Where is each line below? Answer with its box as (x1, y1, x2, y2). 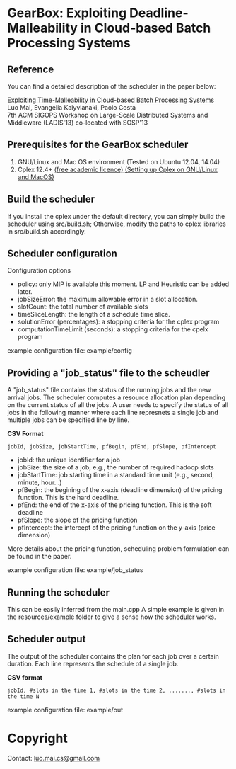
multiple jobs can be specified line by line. (7, 416, 129, 424)
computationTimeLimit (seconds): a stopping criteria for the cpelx (17, 325, 208, 334)
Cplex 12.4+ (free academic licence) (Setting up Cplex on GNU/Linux (17, 165, 218, 173)
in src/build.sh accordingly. (7, 227, 86, 235)
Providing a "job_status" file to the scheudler (7, 367, 210, 379)
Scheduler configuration (7, 248, 118, 260)
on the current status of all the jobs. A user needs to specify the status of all (7, 401, 228, 409)
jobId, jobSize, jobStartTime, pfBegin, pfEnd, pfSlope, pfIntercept (7, 443, 217, 450)
